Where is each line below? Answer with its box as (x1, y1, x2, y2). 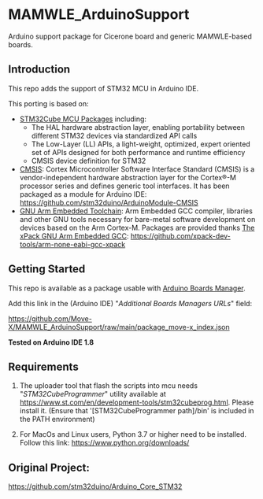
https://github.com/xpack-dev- (130, 231, 231, 241)
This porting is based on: (8, 98, 89, 108)
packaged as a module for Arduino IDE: (19, 189, 147, 198)
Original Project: (8, 460, 91, 474)
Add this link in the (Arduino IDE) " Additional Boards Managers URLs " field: (8, 298, 253, 308)
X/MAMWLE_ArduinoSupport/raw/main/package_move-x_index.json (8, 322, 230, 331)
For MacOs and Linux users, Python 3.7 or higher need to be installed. (19, 430, 246, 439)
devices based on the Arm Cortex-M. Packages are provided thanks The (19, 223, 255, 232)
